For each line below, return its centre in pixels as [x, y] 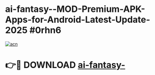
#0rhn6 [45, 30]
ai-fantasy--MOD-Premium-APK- [75, 9]
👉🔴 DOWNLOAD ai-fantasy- [65, 65]
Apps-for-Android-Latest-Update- [78, 20]
